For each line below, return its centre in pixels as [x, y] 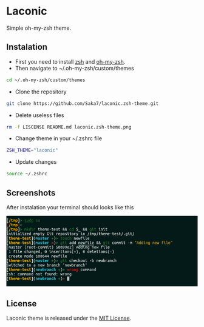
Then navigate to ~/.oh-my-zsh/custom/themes [75, 68]
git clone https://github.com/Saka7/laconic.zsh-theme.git [83, 103]
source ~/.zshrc [27, 174]
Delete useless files [39, 115]
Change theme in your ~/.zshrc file [58, 138]
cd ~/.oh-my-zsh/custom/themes [46, 80]
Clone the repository [41, 92]
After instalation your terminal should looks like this [70, 207]
